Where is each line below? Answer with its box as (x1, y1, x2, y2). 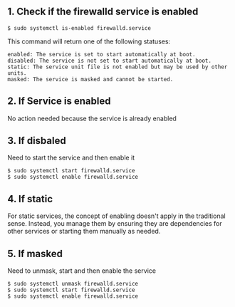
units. (7, 69, 27, 77)
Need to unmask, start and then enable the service (7, 266, 157, 275)
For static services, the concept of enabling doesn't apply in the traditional (7, 212, 226, 220)
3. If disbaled (7, 135, 66, 147)
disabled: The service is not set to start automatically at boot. (7, 57, 212, 64)
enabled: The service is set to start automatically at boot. (7, 51, 196, 58)
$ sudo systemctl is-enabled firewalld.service (7, 24, 152, 31)
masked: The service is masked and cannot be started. (7, 76, 174, 83)
